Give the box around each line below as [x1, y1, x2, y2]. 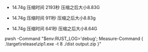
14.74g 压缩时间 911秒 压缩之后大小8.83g [11, 15, 96, 21]
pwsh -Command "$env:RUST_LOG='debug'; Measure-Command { [4, 35, 143, 41]
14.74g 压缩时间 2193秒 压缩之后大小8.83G [11, 4, 100, 10]
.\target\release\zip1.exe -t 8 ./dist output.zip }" [4, 41, 101, 46]
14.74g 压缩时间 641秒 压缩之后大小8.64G [11, 25, 97, 31]
